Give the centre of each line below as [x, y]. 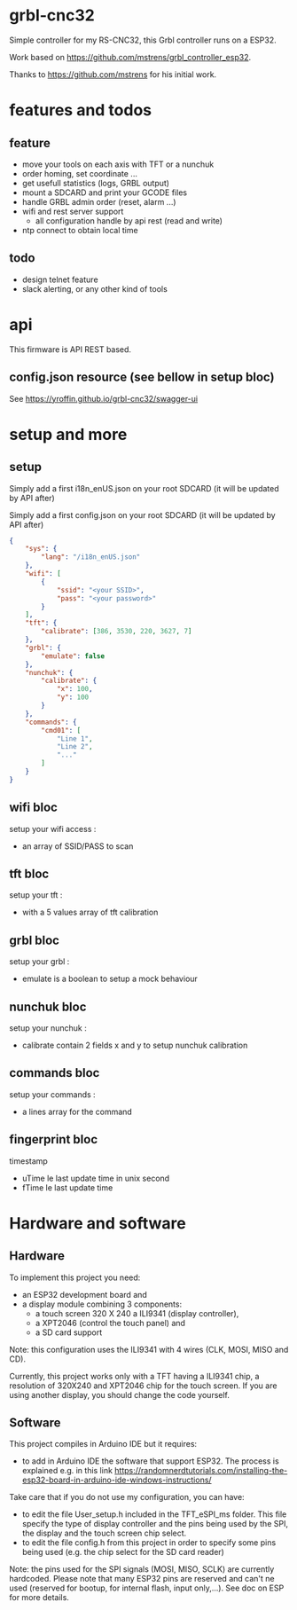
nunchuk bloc [48, 1006]
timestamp [29, 1161]
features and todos [81, 110]
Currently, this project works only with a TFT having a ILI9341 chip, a [134, 1376]
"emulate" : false [73, 656]
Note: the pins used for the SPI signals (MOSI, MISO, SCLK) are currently [142, 1569]
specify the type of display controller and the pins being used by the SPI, [155, 1524]
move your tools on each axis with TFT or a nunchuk [118, 164]
